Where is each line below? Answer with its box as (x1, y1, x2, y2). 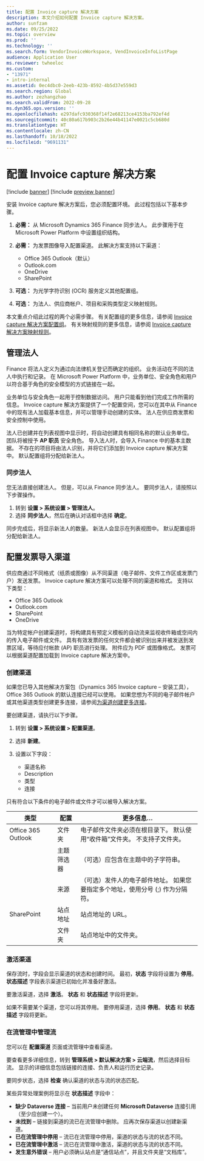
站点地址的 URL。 (80, 910, 131, 918)
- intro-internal (6, 77, 50, 83)
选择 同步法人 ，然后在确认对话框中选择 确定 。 (15, 511, 131, 519)
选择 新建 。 (15, 737, 44, 744)
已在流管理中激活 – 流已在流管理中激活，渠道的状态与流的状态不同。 (15, 1140, 186, 1148)
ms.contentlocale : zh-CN (6, 128, 69, 134)
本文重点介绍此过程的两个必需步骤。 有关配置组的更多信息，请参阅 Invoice (6, 313, 192, 320)
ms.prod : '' (6, 37, 36, 43)
